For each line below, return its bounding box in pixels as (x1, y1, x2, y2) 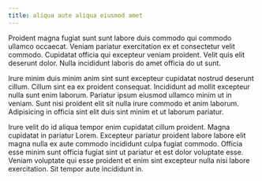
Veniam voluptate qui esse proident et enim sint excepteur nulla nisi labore (8, 155, 250, 165)
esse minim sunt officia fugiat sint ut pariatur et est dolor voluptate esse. (8, 147, 244, 157)
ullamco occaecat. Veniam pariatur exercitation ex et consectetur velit (8, 41, 235, 51)
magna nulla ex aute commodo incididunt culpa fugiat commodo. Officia (8, 139, 243, 148)
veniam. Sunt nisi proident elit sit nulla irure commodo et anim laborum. (8, 98, 239, 108)
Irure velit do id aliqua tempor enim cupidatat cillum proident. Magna (8, 122, 230, 131)
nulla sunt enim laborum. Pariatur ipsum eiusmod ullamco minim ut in (8, 90, 232, 99)
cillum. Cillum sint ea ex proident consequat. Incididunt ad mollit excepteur (8, 82, 250, 91)
